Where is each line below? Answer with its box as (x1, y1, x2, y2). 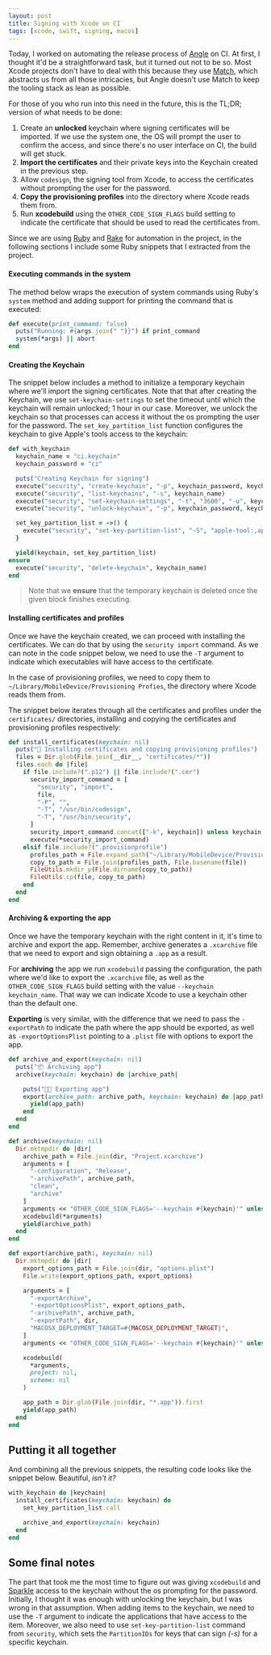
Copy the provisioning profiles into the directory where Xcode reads (19, 192, 250, 202)
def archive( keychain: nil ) (8, 1137, 103, 1145)
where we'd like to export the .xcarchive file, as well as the (8, 973, 205, 983)
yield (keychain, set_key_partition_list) (15, 549, 157, 557)
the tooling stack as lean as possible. (8, 83, 131, 93)
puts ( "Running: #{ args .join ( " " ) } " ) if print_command (15, 327, 200, 335)
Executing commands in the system (8, 268, 131, 279)
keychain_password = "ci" (15, 460, 103, 469)
